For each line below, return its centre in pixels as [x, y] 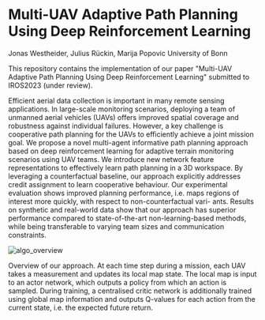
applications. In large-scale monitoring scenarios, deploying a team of [122, 109]
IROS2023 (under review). [50, 85]
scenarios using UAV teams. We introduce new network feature [111, 159]
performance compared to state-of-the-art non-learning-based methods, [127, 218]
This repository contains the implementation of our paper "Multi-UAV [120, 68]
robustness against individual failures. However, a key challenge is [116, 126]
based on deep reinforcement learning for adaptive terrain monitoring [121, 151]
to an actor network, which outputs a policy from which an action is [118, 282]
